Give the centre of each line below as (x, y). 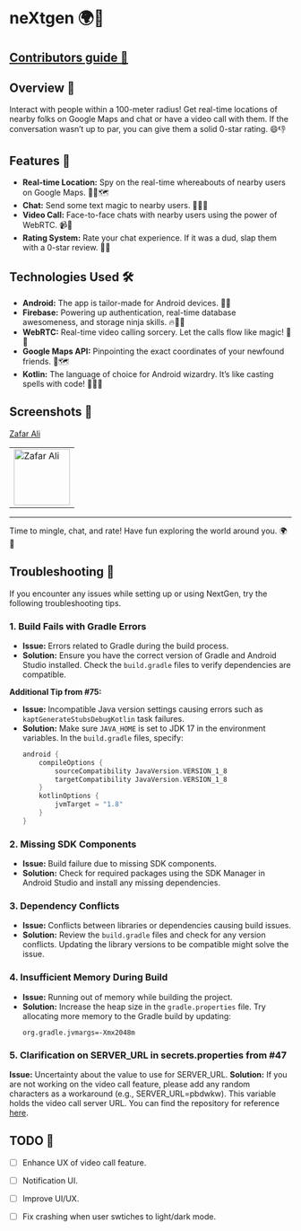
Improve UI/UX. (51, 1198)
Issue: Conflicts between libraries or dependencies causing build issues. (156, 926)
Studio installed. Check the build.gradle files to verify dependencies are (156, 664)
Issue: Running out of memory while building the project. (127, 997)
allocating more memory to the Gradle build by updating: (126, 1016)
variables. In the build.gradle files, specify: (103, 737)
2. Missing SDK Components (73, 844)
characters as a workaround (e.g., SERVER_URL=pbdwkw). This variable (142, 1094)
